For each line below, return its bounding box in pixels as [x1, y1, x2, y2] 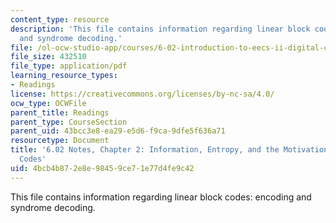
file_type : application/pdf [10, 61, 128, 71]
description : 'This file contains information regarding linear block [10, 24, 311, 34]
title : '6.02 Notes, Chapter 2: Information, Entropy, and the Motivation [10, 145, 329, 155]
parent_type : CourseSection [10, 117, 128, 127]
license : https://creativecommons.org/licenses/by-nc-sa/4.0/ [10, 89, 275, 99]
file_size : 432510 [10, 52, 87, 62]
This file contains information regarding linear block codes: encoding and [10, 191, 312, 203]
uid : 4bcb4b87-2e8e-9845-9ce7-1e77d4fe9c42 [10, 163, 195, 173]
